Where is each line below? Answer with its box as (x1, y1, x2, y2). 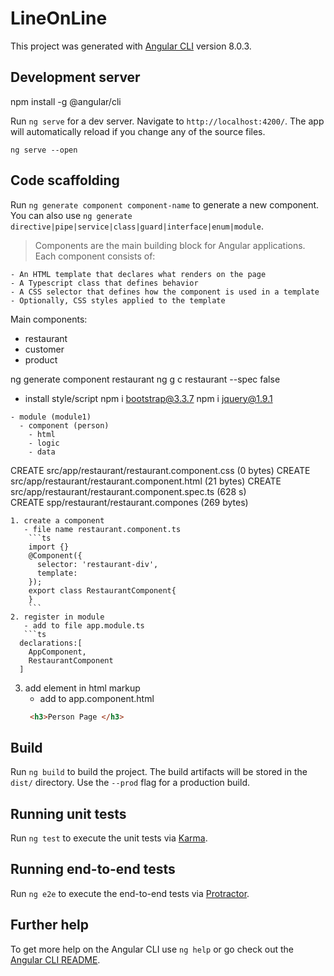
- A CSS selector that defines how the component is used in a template (10, 287, 320, 297)
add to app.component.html (39, 692, 155, 704)
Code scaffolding (10, 172, 120, 189)
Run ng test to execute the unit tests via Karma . (10, 832, 208, 844)
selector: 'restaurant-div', (36, 559, 159, 569)
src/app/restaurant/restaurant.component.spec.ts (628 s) (10, 485, 247, 497)
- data (28, 447, 56, 457)
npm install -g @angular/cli (10, 95, 122, 107)
